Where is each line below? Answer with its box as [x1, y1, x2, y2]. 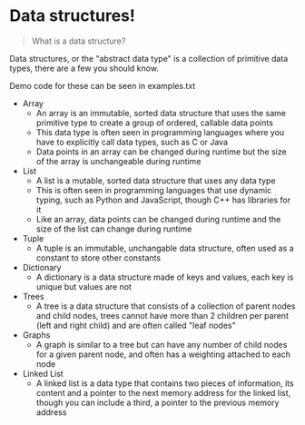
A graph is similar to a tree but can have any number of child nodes [35, 339, 288, 350]
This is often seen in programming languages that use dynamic [35, 184, 272, 195]
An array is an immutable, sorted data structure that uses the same [35, 107, 286, 118]
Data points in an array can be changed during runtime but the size [35, 146, 288, 157]
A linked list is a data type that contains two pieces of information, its [35, 378, 294, 389]
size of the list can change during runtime [35, 223, 192, 234]
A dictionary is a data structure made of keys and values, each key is [35, 272, 294, 282]
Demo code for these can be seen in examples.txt [9, 80, 196, 91]
